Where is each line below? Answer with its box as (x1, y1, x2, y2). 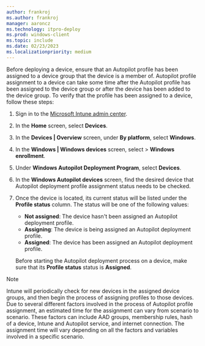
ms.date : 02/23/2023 (6, 43, 59, 50)
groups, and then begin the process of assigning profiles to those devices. (6, 293, 194, 301)
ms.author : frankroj (6, 15, 59, 21)
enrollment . (15, 152, 46, 159)
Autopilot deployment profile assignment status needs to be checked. (15, 182, 191, 190)
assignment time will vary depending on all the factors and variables (6, 326, 179, 334)
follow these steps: (6, 98, 54, 105)
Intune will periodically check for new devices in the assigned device (6, 287, 180, 295)
